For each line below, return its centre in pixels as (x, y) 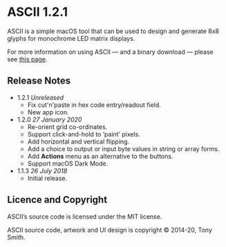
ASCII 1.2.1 (37, 12)
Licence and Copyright (57, 200)
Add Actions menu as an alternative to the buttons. (100, 156)
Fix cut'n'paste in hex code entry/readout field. (94, 105)
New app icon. (48, 112)
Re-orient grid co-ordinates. (67, 127)
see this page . (27, 59)
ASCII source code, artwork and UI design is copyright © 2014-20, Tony (110, 230)
